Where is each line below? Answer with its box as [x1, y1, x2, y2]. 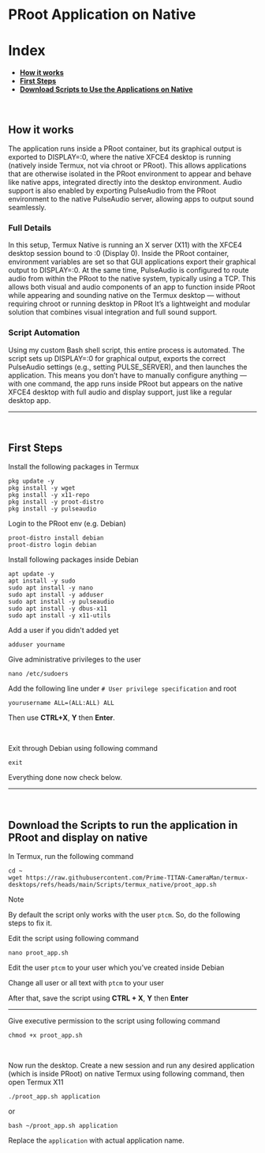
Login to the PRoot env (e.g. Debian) [8, 519, 126, 529]
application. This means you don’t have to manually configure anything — [8, 370, 247, 380]
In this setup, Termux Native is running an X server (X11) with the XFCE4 [8, 240, 243, 250]
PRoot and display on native [8, 831, 148, 844]
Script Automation [8, 327, 80, 338]
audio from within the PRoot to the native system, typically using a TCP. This [8, 274, 256, 284]
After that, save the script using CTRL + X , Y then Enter [8, 993, 189, 1003]
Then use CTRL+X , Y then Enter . [8, 713, 116, 722]
